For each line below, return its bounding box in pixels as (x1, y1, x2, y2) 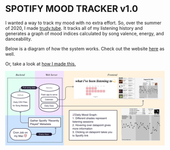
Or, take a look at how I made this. (5, 61, 76, 67)
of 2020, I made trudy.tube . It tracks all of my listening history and (5, 25, 143, 31)
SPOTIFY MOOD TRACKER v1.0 (5, 3, 138, 15)
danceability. (5, 36, 32, 42)
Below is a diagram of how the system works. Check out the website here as (5, 45, 164, 52)
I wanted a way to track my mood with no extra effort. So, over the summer (5, 20, 162, 26)
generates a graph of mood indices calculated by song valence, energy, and (5, 30, 164, 36)
